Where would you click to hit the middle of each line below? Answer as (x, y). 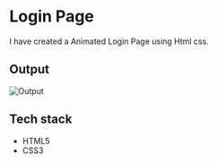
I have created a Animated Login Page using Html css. (109, 41)
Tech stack (41, 120)
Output (29, 69)
